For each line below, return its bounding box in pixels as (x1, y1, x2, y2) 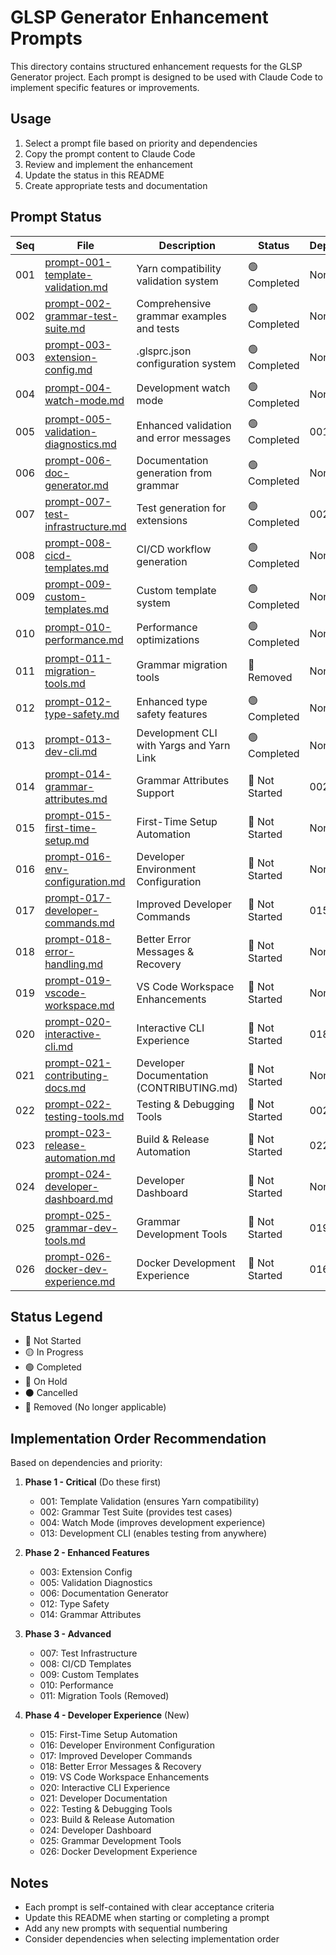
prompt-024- (44, 1167, 112, 1181)
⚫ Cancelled (24, 1387, 78, 1399)
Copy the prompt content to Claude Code (24, 147, 196, 160)
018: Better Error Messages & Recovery (39, 1761, 202, 1773)
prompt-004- (44, 381, 112, 395)
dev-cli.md (44, 744, 98, 758)
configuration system (136, 356, 237, 370)
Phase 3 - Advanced (24, 1628, 112, 1640)
